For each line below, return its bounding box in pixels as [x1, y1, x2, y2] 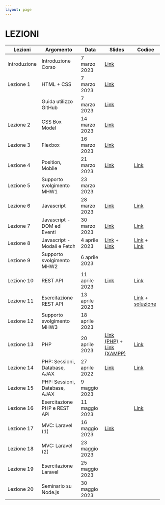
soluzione [134, 300, 157, 307]
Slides [109, 46, 124, 53]
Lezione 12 [7, 318, 34, 324]
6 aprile [81, 254, 99, 261]
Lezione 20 [7, 485, 34, 492]
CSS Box [41, 118, 62, 125]
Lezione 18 [7, 445, 34, 452]
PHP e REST [41, 404, 70, 411]
